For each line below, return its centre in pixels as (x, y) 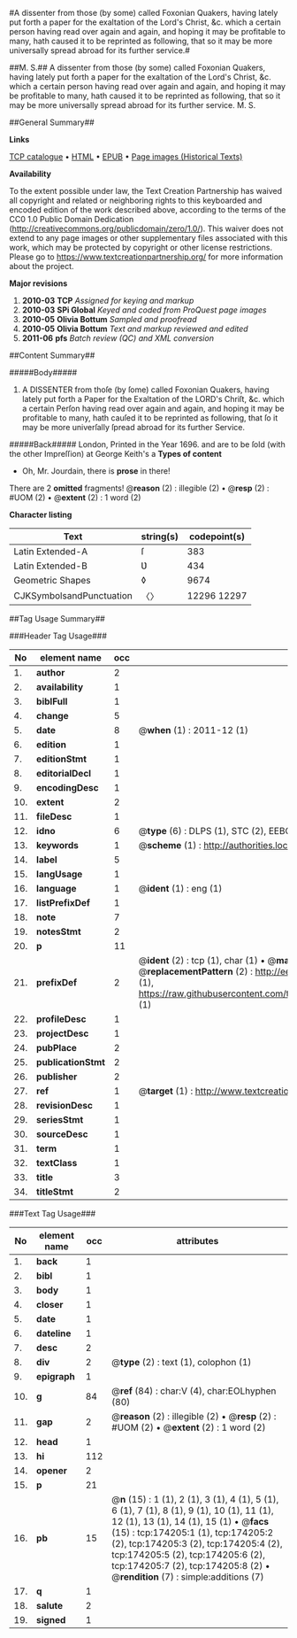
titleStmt (55, 1192)
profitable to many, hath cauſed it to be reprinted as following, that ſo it (150, 418)
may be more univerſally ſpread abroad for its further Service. (133, 427)
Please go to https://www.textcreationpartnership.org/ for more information (146, 257)
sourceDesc (62, 1134)
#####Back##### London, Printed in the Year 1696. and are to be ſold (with (147, 444)
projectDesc (63, 1033)
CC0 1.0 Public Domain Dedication (72, 219)
